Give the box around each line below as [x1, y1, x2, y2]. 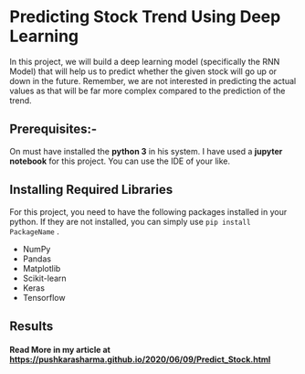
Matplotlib [22, 262, 61, 273]
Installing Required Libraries [9, 182, 174, 198]
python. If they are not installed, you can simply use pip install [9, 216, 251, 227]
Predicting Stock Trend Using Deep [9, 6, 281, 27]
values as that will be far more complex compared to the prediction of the [9, 85, 286, 96]
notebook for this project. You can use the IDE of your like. [9, 155, 231, 166]
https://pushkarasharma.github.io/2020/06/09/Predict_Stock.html [9, 354, 271, 365]
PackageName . [9, 226, 59, 237]
